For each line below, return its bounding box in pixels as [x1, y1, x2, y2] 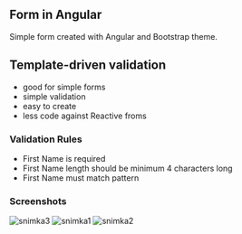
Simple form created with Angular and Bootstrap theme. [9, 31, 218, 42]
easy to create [22, 100, 77, 111]
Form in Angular [9, 7, 102, 23]
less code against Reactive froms [22, 110, 147, 121]
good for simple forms [22, 81, 106, 92]
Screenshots [9, 194, 67, 207]
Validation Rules [9, 133, 83, 145]
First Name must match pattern [22, 172, 140, 183]
